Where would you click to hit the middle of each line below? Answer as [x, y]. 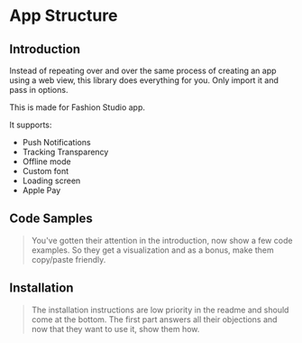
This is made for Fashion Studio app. [78, 107]
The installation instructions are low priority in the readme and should [160, 310]
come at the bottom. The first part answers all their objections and [154, 319]
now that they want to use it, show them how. [115, 329]
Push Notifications [57, 142]
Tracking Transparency [65, 152]
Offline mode [46, 162]
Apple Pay [41, 190]
